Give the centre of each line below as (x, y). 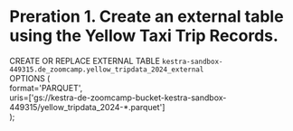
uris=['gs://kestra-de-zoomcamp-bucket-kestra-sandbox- (118, 98)
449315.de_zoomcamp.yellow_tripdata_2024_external (107, 70)
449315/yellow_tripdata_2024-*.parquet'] (87, 107)
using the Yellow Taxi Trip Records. (144, 36)
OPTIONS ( (30, 78)
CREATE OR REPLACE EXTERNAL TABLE (85, 61)
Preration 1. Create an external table (146, 17)
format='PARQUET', (46, 88)
